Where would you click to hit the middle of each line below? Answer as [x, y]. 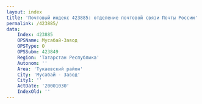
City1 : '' [30, 80]
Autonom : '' [32, 63]
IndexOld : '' [34, 92]
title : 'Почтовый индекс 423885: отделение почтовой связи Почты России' [102, 18]
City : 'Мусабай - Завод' [49, 75]
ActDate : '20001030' [43, 86]
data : [13, 29]
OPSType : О [31, 46]
